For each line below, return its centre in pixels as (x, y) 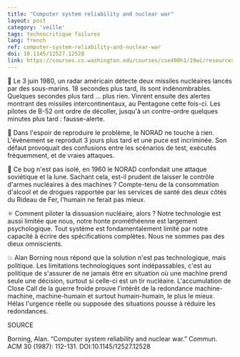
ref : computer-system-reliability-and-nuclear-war (84, 47)
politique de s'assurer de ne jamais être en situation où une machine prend (117, 273)
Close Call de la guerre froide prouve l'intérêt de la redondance (100, 288)
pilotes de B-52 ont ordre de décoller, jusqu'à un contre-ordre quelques (113, 111)
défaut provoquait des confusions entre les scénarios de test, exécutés (112, 148)
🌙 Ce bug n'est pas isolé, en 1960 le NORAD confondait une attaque (107, 169)
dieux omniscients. (35, 243)
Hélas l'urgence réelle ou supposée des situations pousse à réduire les (111, 303)
